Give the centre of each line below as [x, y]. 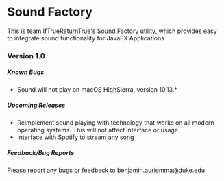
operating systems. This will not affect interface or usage [97, 130]
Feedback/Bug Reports [41, 153]
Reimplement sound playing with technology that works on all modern [115, 122]
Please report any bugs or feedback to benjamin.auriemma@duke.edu [106, 170]
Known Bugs [26, 72]
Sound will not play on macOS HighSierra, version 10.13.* [97, 89]
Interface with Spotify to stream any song [75, 137]
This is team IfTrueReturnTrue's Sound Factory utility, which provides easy [112, 31]
